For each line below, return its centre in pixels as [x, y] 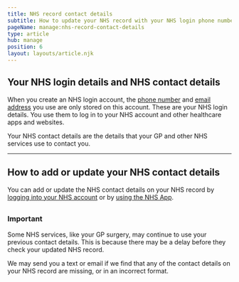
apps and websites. [36, 122]
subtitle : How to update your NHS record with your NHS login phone [111, 21]
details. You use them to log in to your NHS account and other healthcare [115, 114]
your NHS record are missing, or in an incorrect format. [88, 271]
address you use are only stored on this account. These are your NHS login [117, 107]
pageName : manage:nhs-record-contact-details [76, 27]
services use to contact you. [49, 143]
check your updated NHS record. [56, 249]
